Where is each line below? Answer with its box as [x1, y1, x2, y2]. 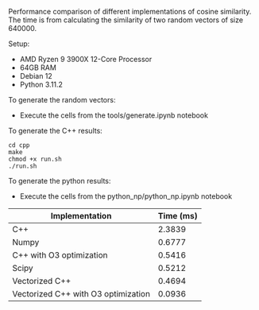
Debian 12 [19, 72, 53, 80]
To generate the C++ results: [8, 126, 103, 135]
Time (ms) [157, 211, 198, 221]
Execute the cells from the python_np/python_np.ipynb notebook [19, 192, 233, 201]
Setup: [8, 39, 30, 48]
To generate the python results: [8, 176, 111, 185]
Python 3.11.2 [19, 79, 64, 89]
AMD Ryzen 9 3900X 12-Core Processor [19, 55, 153, 64]
